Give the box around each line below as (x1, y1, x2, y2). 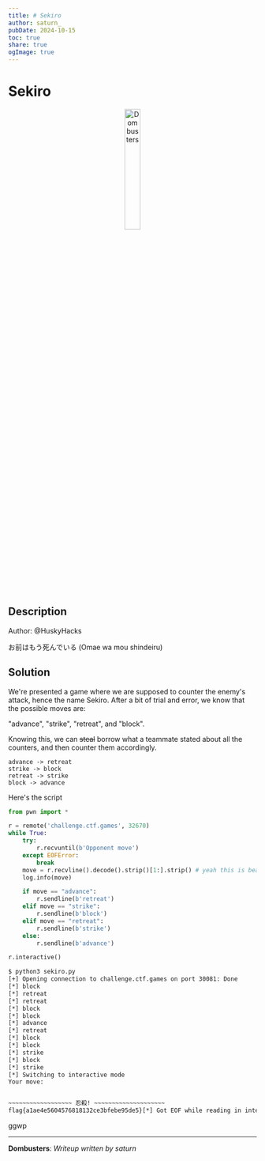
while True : (8, 830, 47, 838)
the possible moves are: (8, 703, 86, 713)
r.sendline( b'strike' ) (36, 925, 111, 932)
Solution (8, 666, 50, 679)
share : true (8, 41, 47, 49)
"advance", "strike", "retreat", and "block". (8, 719, 145, 728)
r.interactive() (8, 954, 62, 962)
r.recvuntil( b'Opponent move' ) (36, 844, 140, 853)
